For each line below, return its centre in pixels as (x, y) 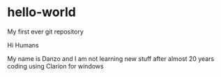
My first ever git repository (45, 31)
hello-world (42, 12)
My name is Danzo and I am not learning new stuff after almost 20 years (111, 58)
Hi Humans (23, 45)
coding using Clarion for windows (55, 66)
